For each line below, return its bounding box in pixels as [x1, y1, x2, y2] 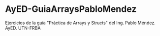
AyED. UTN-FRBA [5, 25, 41, 31]
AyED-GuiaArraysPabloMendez [5, 3, 137, 15]
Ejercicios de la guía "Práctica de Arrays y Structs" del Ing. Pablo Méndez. [5, 20, 156, 26]
